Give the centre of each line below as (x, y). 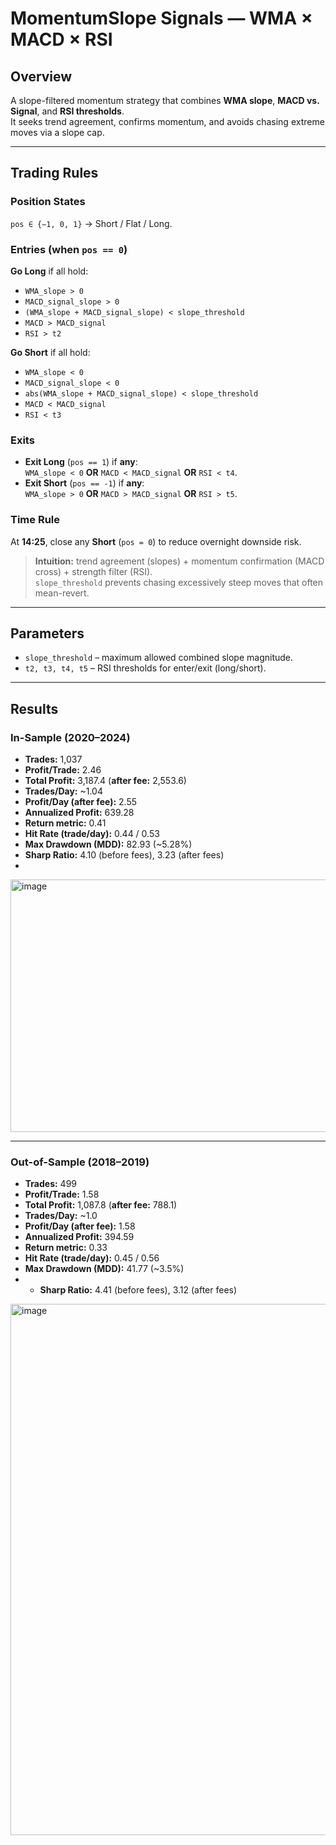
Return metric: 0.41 (65, 823)
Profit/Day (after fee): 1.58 (80, 1226)
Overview (41, 76)
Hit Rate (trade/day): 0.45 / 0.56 (92, 1258)
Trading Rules (54, 173)
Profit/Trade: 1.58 (62, 1194)
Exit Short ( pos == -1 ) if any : (84, 483)
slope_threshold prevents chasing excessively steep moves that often (179, 582)
